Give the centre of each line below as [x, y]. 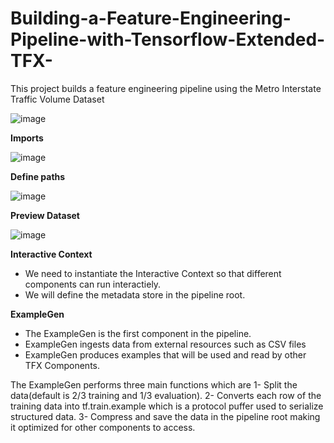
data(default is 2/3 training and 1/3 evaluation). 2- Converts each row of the [166, 395]
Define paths [38, 176]
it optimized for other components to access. [103, 427]
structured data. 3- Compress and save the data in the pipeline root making [165, 416]
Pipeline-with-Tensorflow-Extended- [168, 39]
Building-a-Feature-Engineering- [151, 18]
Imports [27, 138]
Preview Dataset [45, 215]
